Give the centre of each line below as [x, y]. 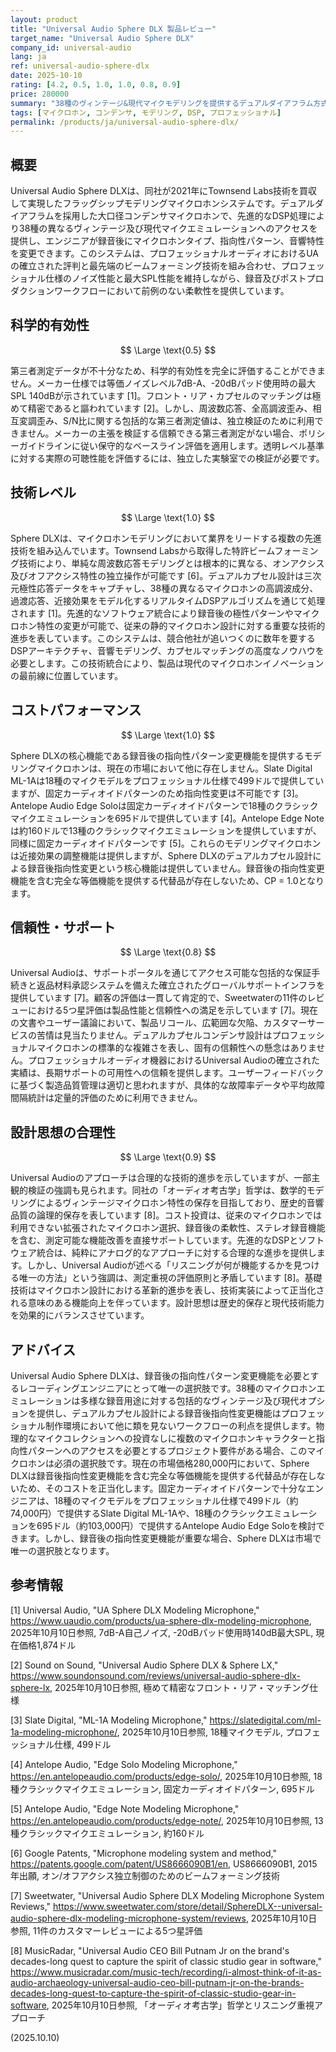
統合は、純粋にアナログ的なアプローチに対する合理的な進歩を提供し [176, 1253]
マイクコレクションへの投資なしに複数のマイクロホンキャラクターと [176, 1438]
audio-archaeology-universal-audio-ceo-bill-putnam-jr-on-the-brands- [157, 1982]
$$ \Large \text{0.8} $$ [168, 952]
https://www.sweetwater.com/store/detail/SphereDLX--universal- [188, 1906]
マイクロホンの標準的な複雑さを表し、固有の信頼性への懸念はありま [176, 1048]
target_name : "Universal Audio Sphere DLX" [102, 38]
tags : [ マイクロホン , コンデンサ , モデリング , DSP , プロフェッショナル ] [146, 112]
